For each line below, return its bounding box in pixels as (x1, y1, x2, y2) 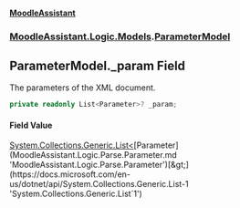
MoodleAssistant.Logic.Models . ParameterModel (9, 30, 231, 43)
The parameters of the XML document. (9, 82, 156, 93)
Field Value (9, 120, 53, 130)
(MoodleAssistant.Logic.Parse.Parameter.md (9, 150, 178, 161)
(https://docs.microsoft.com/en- (9, 169, 130, 180)
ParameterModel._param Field (9, 57, 185, 73)
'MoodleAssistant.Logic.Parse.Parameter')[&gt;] (9, 160, 190, 171)
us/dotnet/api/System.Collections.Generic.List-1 (9, 179, 189, 190)
